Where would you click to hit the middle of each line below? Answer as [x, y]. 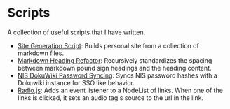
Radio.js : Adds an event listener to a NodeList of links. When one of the [120, 90]
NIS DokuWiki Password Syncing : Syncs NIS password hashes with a [117, 75]
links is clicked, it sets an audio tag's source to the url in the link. [110, 97]
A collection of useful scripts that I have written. [76, 32]
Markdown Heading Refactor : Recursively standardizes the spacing [115, 60]
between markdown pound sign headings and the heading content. [114, 68]
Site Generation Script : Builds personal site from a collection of [108, 45]
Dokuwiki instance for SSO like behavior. [76, 82]
